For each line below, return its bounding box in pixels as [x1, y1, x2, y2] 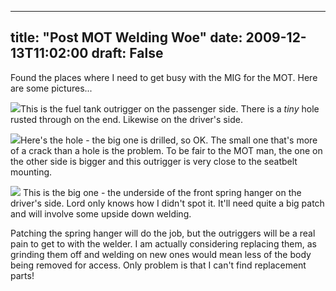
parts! [10, 269, 35, 281]
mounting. [10, 166, 53, 178]
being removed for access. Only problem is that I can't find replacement [10, 259, 307, 271]
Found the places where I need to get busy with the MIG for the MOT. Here [10, 71, 318, 83]
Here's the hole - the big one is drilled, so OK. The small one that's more [20, 134, 318, 146]
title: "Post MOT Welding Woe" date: [10, 29, 243, 46]
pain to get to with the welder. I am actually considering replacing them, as [10, 237, 317, 250]
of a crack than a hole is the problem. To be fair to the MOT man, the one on [10, 144, 323, 156]
